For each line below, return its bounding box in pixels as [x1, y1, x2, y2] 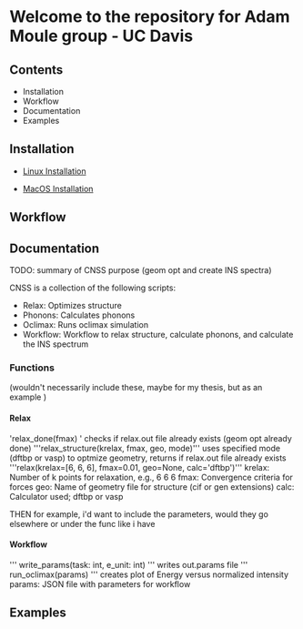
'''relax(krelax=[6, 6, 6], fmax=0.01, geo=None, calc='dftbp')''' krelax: [9, 462, 270, 472]
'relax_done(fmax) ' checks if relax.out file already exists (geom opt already [9, 432, 293, 443]
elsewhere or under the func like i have [9, 518, 156, 529]
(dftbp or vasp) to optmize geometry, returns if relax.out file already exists [9, 452, 287, 463]
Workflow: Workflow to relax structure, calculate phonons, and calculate [22, 330, 294, 340]
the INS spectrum [22, 339, 89, 350]
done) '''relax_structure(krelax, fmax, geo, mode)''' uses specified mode [9, 442, 280, 453]
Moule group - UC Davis [9, 25, 194, 46]
